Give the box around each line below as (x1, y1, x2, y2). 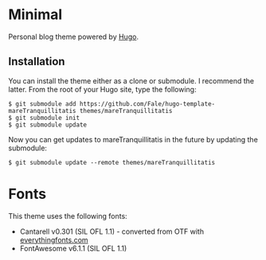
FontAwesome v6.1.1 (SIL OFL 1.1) (19, 243, 127, 253)
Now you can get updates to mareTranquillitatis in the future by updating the (8, 134, 259, 144)
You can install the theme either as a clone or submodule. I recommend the (8, 76, 255, 85)
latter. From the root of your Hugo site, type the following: (8, 84, 197, 94)
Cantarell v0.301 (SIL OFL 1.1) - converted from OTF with (19, 227, 205, 236)
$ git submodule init (8, 114, 80, 122)
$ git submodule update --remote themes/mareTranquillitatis (8, 158, 216, 166)
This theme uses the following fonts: (8, 211, 127, 220)
